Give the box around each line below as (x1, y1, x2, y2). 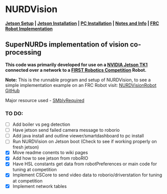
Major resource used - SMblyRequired (5, 97, 85, 103)
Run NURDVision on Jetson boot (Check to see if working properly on (12, 138, 157, 144)
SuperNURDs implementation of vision (5, 40, 129, 49)
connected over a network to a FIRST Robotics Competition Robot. (5, 67, 147, 73)
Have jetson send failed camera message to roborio (12, 127, 120, 133)
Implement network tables (12, 183, 67, 189)
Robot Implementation (5, 25, 53, 31)
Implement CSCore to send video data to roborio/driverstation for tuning (12, 172, 162, 178)
